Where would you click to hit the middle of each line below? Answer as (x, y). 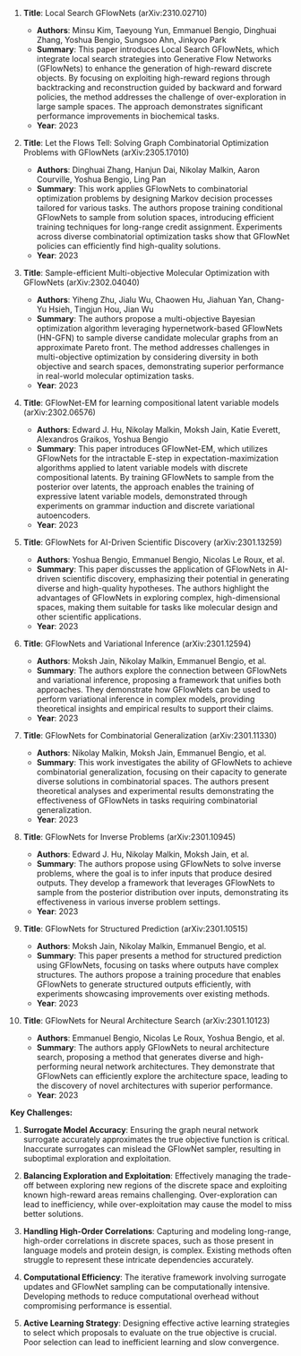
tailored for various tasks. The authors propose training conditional (159, 208)
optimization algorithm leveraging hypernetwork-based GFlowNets (159, 328)
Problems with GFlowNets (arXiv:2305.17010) (106, 152)
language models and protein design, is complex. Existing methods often (157, 1250)
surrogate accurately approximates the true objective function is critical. (156, 1139)
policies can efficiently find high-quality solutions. (129, 246)
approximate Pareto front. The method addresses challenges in (153, 347)
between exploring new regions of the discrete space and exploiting (161, 1185)
